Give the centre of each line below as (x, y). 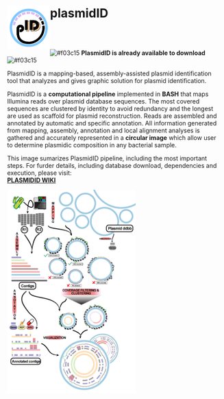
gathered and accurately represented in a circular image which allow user (112, 137)
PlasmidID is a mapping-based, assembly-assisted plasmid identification (110, 73)
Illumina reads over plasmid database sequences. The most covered (103, 101)
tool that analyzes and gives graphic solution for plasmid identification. (107, 80)
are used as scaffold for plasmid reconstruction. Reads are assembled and (112, 116)
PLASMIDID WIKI (32, 180)
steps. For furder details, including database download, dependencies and (112, 165)
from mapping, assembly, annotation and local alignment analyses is (103, 130)
